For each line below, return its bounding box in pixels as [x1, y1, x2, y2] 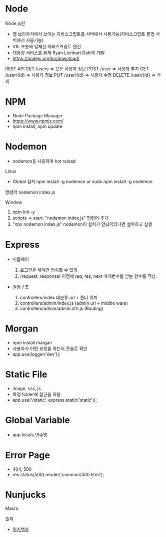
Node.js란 [5, 20, 25, 26]
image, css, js [12, 385, 41, 391]
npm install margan [12, 339, 52, 345]
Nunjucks [5, 489, 46, 500]
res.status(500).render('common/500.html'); [12, 471, 104, 477]
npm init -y [12, 209, 35, 215]
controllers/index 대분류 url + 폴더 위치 [19, 294, 97, 300]
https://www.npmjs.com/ [12, 118, 64, 124]
